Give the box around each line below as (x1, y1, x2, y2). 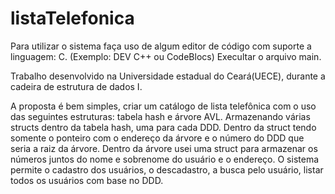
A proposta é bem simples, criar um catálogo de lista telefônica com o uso (10, 100, 317, 112)
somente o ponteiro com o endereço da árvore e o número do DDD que (10, 132, 305, 144)
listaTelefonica (10, 7, 135, 30)
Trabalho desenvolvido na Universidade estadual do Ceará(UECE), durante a (10, 70, 326, 82)
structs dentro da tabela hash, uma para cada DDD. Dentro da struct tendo (10, 121, 317, 133)
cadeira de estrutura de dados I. (10, 80, 143, 92)
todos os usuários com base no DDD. (10, 174, 164, 186)
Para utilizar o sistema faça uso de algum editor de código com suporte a (10, 40, 312, 52)
